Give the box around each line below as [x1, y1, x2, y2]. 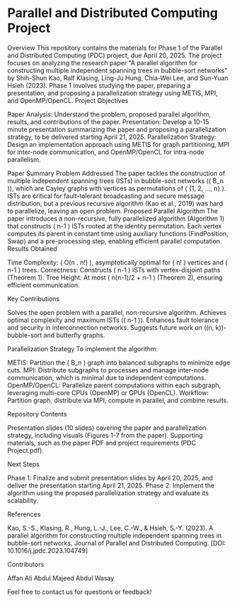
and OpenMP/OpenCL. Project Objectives [7, 96, 129, 104]
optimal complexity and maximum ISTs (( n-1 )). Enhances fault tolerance [7, 316, 219, 324]
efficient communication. [7, 280, 80, 289]
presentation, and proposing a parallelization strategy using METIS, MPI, [7, 89, 218, 97]
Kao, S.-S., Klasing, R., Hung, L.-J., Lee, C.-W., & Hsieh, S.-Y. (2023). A [7, 524, 214, 532]
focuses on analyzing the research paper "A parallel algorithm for [7, 58, 198, 67]
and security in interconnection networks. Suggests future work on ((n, [7, 323, 214, 331]
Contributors [7, 560, 45, 568]
